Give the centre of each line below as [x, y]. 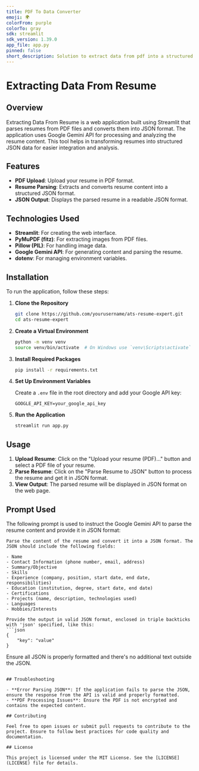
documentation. [25, 737]
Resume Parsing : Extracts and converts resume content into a [91, 187]
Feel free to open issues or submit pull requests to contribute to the [98, 726]
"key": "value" [36, 640]
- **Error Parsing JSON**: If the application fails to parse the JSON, [98, 690]
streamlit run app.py [41, 426]
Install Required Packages [48, 359]
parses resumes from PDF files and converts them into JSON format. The [96, 128]
